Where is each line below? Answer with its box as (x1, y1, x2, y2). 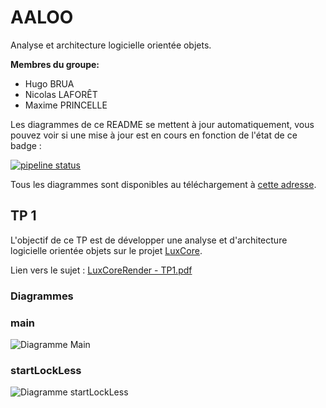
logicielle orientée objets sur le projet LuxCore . (10, 244, 203, 256)
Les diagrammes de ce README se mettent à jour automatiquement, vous (10, 118, 315, 130)
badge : (10, 139, 42, 151)
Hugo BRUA (24, 77, 75, 90)
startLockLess (10, 363, 82, 377)
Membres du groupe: (10, 58, 100, 70)
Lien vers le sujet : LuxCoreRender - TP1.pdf (10, 264, 193, 276)
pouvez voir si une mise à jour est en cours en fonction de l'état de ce (10, 129, 298, 141)
